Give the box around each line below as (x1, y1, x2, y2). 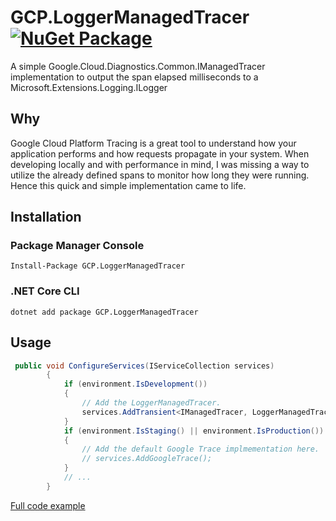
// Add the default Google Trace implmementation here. (81, 444, 320, 455)
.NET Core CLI (10, 284, 80, 298)
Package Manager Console (10, 239, 145, 253)
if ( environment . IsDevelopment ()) (63, 379, 208, 390)
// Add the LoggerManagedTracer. (81, 398, 222, 408)
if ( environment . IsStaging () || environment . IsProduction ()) (63, 426, 325, 436)
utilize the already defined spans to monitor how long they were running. (10, 169, 310, 181)
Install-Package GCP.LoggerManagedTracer (10, 261, 186, 271)
